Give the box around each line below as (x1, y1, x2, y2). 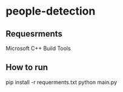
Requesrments (5, 29, 63, 39)
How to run (5, 62, 48, 73)
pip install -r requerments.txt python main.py (5, 78, 118, 86)
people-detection (5, 4, 96, 18)
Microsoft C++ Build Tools (5, 44, 71, 52)
